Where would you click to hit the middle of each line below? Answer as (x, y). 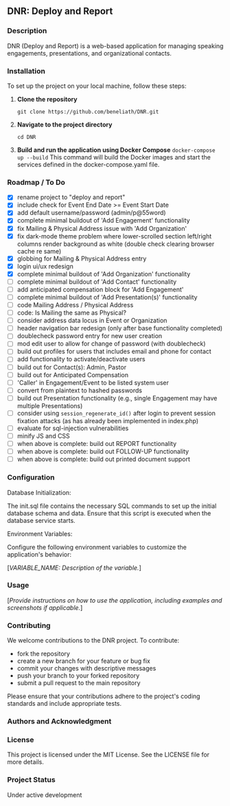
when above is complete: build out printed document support (104, 459)
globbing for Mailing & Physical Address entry (82, 258)
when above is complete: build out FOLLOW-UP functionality (103, 451)
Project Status (32, 780)
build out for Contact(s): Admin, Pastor (72, 367)
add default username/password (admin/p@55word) (91, 213)
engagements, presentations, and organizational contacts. (89, 53)
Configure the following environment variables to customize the (97, 547)
